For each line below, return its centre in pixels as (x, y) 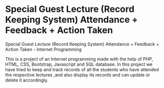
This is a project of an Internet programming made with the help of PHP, (79, 59)
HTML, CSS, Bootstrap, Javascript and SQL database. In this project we (79, 64)
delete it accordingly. (27, 80)
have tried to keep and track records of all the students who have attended (82, 69)
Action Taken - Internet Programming (43, 49)
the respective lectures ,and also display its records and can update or (78, 75)
